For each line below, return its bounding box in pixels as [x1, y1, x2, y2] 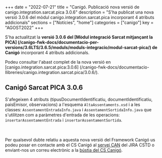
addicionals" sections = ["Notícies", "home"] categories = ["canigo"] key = [5, 19, 154, 25]
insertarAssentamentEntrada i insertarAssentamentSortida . [5, 117, 122, 123]
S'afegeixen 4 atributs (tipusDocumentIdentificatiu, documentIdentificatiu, [5, 96, 153, 102]
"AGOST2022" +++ [5, 25, 44, 31]
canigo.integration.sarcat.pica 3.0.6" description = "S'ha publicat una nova [5, 9, 154, 15]
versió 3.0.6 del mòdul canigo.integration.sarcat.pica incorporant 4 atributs [5, 15, 155, 20]
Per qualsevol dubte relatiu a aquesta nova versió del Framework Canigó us [5, 137, 156, 142]
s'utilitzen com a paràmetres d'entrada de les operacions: [5, 112, 120, 118]
